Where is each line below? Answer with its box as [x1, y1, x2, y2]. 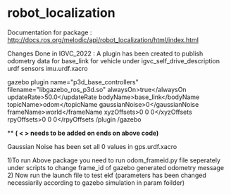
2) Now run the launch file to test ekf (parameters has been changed [7, 171, 206, 179]
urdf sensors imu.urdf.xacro [7, 64, 88, 72]
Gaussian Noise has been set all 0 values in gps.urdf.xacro [7, 142, 177, 150]
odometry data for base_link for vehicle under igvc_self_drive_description [7, 56, 220, 65]
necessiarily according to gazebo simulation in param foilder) [7, 178, 185, 187]
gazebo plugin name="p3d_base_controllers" [7, 77, 139, 86]
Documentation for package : [7, 28, 92, 37]
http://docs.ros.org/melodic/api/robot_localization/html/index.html [7, 35, 199, 44]
